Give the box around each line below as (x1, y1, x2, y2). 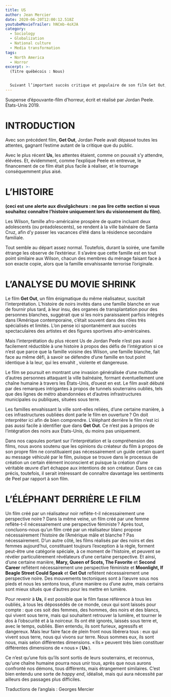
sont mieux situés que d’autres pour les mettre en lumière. (5, 586, 127, 592)
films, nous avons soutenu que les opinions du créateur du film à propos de (5, 443, 163, 449)
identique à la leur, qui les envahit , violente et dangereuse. (5, 359, 129, 365)
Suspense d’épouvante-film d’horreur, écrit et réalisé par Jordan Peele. (5, 96, 154, 102)
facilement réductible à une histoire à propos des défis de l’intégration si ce (5, 343, 163, 349)
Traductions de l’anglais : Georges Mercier (5, 686, 94, 692)
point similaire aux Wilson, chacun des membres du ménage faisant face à (5, 255, 161, 261)
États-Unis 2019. (5, 102, 40, 108)
